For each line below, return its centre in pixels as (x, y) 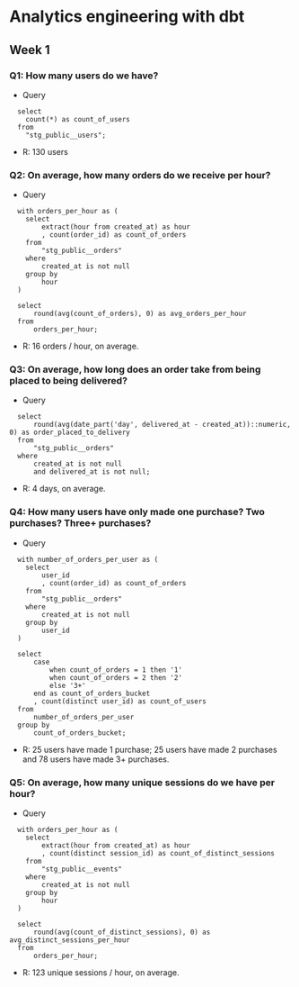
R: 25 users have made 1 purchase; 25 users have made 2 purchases (149, 749)
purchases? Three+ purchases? (80, 523)
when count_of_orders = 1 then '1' (115, 670)
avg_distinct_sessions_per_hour (70, 940)
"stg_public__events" (82, 869)
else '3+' (68, 685)
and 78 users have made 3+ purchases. (96, 759)
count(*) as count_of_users (78, 119)
